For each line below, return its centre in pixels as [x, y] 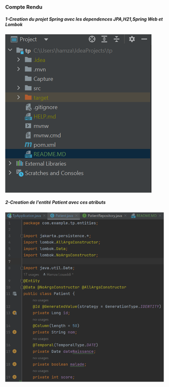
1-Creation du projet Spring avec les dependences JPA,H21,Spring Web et [84, 19]
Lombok [14, 24]
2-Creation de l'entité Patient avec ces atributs [56, 203]
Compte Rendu [24, 7]
